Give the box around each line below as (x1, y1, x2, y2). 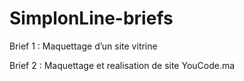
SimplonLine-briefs (9, 7, 174, 30)
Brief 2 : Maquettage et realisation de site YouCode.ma (9, 59, 236, 71)
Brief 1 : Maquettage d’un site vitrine (9, 40, 158, 52)
